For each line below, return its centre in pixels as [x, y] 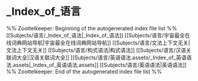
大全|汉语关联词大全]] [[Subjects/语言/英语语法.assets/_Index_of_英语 [101, 57]
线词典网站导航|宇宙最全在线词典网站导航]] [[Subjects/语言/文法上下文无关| [98, 43]
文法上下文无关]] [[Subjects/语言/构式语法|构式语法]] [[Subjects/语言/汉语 [96, 50]
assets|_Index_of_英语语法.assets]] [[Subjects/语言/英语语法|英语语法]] [100, 64]
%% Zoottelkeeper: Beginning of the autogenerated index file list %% [92, 28]
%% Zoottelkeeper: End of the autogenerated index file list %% [84, 72]
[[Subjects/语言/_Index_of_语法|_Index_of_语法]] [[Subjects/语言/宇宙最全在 [98, 35]
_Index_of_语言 [44, 12]
